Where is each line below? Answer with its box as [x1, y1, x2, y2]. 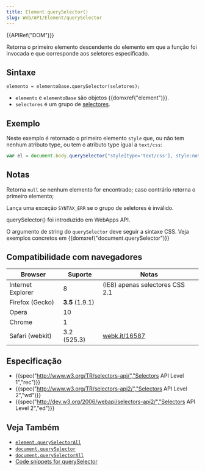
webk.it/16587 [103, 331, 146, 340]
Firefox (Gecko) [9, 298, 55, 306]
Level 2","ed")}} [15, 404, 55, 412]
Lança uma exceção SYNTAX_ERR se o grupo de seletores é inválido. [6, 204, 174, 211]
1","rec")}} [15, 379, 41, 386]
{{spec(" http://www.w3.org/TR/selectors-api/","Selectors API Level [15, 372, 184, 379]
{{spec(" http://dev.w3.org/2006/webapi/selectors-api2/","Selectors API [15, 398, 195, 406]
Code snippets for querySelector [15, 458, 98, 466]
